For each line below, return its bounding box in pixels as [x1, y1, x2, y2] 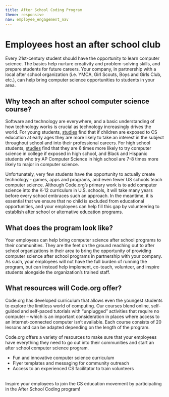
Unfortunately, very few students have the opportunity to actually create [5, 171, 155, 177]
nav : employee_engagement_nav [5, 17, 69, 22]
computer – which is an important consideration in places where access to [5, 313, 160, 320]
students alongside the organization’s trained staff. [5, 269, 110, 275]
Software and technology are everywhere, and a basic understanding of [5, 118, 155, 125]
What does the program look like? [5, 223, 114, 232]
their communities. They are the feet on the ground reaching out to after [5, 242, 155, 248]
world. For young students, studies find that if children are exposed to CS [5, 129, 157, 135]
